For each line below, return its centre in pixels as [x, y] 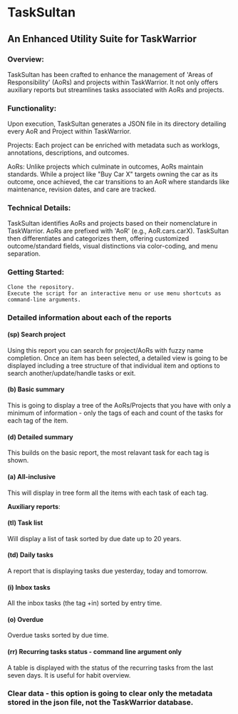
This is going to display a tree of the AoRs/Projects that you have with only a [119, 406]
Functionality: [32, 108]
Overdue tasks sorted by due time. [58, 635]
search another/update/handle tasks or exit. [72, 373]
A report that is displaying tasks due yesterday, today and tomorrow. [108, 570]
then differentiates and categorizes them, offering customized [98, 238]
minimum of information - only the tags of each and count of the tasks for [115, 413]
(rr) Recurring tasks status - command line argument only [94, 651]
